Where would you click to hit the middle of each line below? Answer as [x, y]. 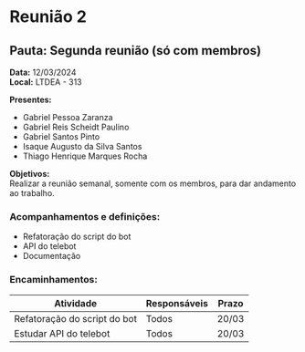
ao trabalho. [32, 193]
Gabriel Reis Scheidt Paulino [76, 127]
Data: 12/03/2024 [43, 72]
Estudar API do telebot [62, 333]
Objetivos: [30, 174]
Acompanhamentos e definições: [85, 216]
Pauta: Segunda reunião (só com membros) [136, 51]
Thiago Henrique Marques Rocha [85, 156]
